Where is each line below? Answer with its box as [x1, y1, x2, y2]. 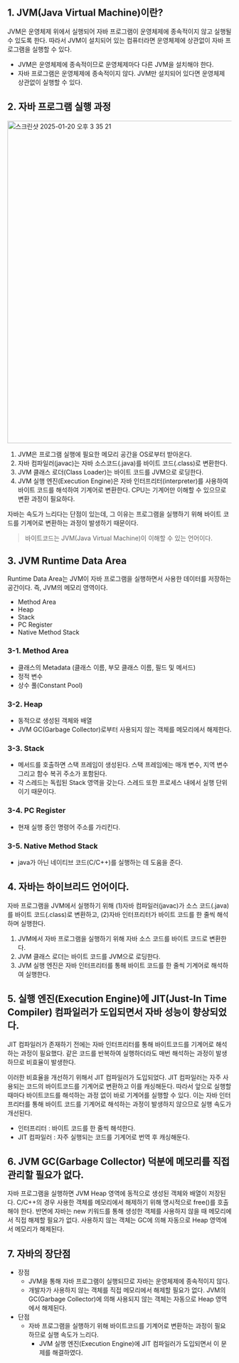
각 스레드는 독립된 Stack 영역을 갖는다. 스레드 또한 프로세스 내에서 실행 [17, 779, 215, 787]
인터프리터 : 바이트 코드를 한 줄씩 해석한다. [17, 1123, 136, 1133]
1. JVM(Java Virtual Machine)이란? [7, 6, 164, 19]
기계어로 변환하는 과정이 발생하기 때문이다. [20, 518, 139, 527]
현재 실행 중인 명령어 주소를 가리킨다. [17, 823, 121, 831]
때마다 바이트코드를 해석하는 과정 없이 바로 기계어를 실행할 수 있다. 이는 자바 [7, 1090, 218, 1099]
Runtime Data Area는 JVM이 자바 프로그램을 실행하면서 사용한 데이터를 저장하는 [7, 574, 232, 583]
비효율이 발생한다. [26, 1058, 76, 1066]
